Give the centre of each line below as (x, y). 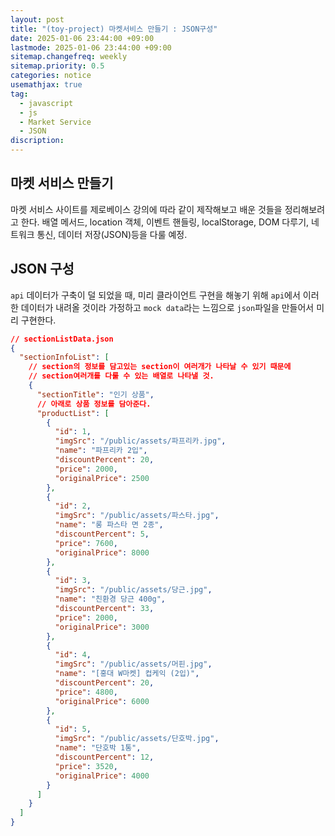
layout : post (37, 19)
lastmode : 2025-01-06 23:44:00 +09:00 (91, 47)
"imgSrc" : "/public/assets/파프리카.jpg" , (140, 441)
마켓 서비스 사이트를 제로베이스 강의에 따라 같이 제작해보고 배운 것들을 (146, 209)
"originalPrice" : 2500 (102, 478)
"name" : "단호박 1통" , (98, 748)
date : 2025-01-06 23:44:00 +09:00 (82, 38)
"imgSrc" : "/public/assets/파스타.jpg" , (137, 516)
